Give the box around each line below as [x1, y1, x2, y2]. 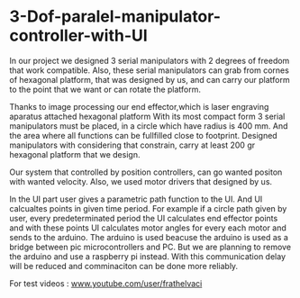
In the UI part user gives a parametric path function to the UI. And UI [9, 194, 263, 204]
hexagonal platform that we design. [9, 149, 141, 159]
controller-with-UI [9, 25, 149, 46]
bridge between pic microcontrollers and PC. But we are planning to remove [9, 241, 291, 252]
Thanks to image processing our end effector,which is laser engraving [9, 101, 269, 112]
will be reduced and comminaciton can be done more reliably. [9, 260, 239, 271]
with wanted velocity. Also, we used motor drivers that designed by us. [9, 176, 273, 186]
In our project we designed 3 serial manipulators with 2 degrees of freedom [9, 55, 290, 66]
